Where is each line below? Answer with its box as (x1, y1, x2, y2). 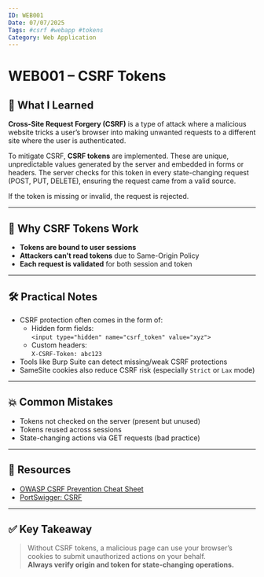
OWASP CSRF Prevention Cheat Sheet (19, 484, 144, 494)
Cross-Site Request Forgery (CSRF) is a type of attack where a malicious (8, 119, 247, 129)
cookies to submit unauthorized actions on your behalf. (27, 552, 206, 561)
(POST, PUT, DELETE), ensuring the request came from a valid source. (8, 176, 236, 186)
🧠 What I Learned (8, 98, 94, 112)
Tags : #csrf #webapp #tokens (8, 26, 104, 34)
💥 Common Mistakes (8, 395, 114, 409)
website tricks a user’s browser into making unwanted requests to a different (8, 127, 256, 138)
